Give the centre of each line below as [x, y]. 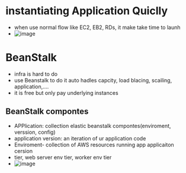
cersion [23, 151]
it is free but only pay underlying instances [66, 92]
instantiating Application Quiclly [87, 11]
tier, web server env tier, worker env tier [63, 157]
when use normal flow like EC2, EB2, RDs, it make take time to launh [97, 27]
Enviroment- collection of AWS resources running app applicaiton [94, 145]
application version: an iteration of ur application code [80, 138]
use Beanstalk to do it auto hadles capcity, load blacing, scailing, [93, 80]
